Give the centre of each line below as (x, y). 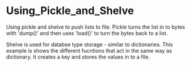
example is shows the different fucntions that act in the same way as (89, 50)
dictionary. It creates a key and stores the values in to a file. (78, 57)
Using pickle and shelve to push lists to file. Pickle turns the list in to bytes (95, 27)
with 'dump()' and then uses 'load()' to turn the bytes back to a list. (87, 33)
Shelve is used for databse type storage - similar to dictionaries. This (90, 44)
